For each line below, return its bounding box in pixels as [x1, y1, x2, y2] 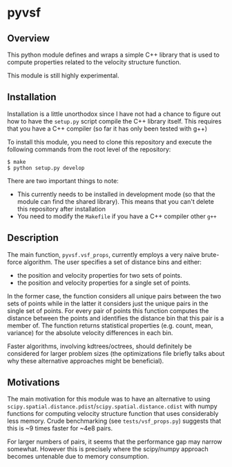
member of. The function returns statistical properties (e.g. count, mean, [7, 321, 213, 330]
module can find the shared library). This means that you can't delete [17, 197, 214, 205]
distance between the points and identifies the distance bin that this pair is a [7, 314, 224, 322]
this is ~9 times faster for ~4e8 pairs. [7, 424, 113, 432]
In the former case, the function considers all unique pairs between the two [7, 292, 222, 300]
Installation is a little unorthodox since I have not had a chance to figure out [7, 109, 221, 118]
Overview [7, 32, 50, 44]
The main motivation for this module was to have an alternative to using [7, 395, 211, 403]
